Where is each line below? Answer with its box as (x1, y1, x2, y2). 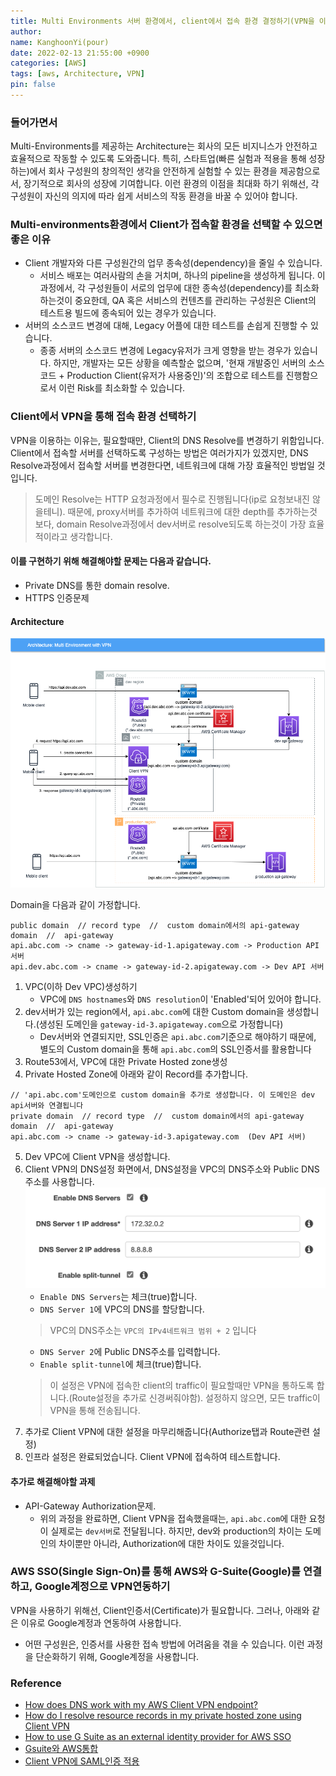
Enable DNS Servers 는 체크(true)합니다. (39, 1291, 198, 1303)
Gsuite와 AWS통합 (24, 1743, 99, 1755)
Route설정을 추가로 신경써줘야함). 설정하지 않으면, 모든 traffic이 (71, 1392, 321, 1404)
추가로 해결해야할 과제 (10, 1475, 96, 1487)
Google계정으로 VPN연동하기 (34, 1580, 171, 1594)
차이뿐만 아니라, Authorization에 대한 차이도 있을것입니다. (58, 1537, 285, 1549)
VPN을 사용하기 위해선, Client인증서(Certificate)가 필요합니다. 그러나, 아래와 (10, 1604, 310, 1616)
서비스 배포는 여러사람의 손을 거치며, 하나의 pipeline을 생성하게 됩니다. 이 (39, 270, 326, 282)
